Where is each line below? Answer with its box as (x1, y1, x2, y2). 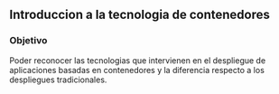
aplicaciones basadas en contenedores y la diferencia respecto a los (9, 64, 265, 75)
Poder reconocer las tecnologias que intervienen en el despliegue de (9, 54, 266, 66)
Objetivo (9, 34, 48, 47)
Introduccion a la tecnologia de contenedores (9, 7, 271, 23)
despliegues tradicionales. (9, 74, 107, 85)
